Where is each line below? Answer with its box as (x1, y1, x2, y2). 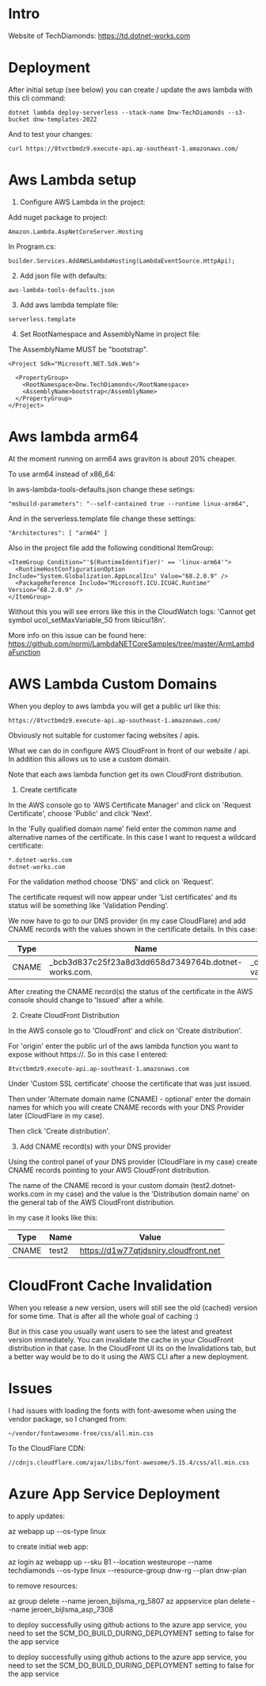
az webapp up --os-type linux (8, 1526, 106, 1536)
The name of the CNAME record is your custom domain (8, 1180, 189, 1190)
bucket (8, 116, 30, 123)
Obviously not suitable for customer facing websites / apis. (8, 730, 200, 740)
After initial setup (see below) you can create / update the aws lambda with (8, 85, 253, 94)
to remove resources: (8, 1581, 78, 1590)
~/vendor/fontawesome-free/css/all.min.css (8, 1430, 154, 1437)
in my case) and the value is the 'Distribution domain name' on (46, 1189, 250, 1198)
